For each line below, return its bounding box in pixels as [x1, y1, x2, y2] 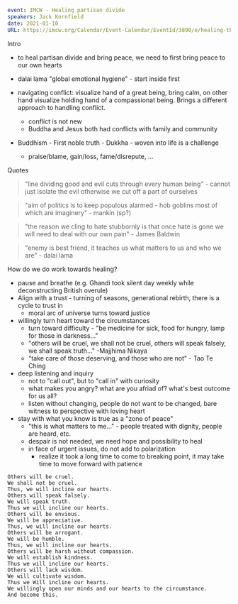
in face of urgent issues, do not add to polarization [28, 444, 176, 453]
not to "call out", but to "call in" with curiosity [28, 376, 160, 385]
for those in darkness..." [28, 331, 98, 340]
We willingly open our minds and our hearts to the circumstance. [7, 585, 208, 592]
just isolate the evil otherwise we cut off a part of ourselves [24, 187, 198, 195]
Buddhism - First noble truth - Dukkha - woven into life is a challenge [17, 138, 220, 147]
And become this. [7, 591, 59, 598]
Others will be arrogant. [7, 529, 84, 536]
